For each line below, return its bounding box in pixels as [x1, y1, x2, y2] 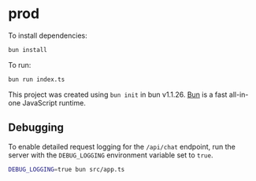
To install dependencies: [8, 31, 88, 40]
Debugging [8, 121, 65, 135]
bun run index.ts [8, 76, 65, 83]
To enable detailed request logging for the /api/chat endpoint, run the [8, 142, 236, 151]
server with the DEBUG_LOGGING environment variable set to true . [8, 150, 213, 160]
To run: [8, 60, 32, 69]
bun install [8, 46, 47, 54]
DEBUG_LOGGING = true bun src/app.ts [8, 165, 125, 173]
